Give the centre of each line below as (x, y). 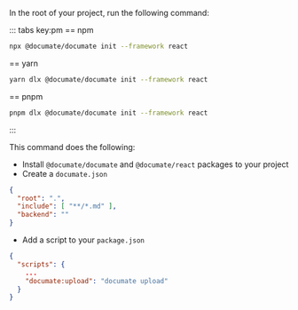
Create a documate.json (65, 173)
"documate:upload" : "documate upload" (97, 281)
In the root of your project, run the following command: (110, 13)
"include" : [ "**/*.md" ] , (67, 207)
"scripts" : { (41, 264)
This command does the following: (72, 147)
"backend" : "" (43, 215)
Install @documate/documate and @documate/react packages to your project (155, 164)
